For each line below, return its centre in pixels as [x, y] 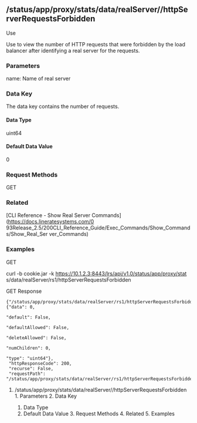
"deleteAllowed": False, [36, 338]
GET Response [24, 291]
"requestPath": [27, 374]
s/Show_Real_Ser [27, 234]
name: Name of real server [38, 79]
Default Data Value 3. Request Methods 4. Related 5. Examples [99, 414]
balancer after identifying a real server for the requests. [73, 50]
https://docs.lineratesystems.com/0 [51, 222]
